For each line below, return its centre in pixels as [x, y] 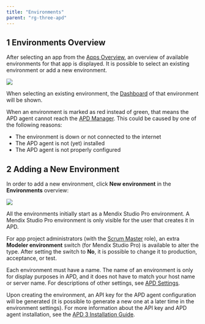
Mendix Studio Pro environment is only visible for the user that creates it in [100, 220]
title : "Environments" [35, 12]
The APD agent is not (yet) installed [60, 143]
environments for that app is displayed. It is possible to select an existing [98, 64]
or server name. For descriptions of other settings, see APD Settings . [93, 283]
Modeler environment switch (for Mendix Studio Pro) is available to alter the [102, 245]
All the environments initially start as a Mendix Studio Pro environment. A [98, 214]
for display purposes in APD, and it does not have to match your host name [101, 277]
